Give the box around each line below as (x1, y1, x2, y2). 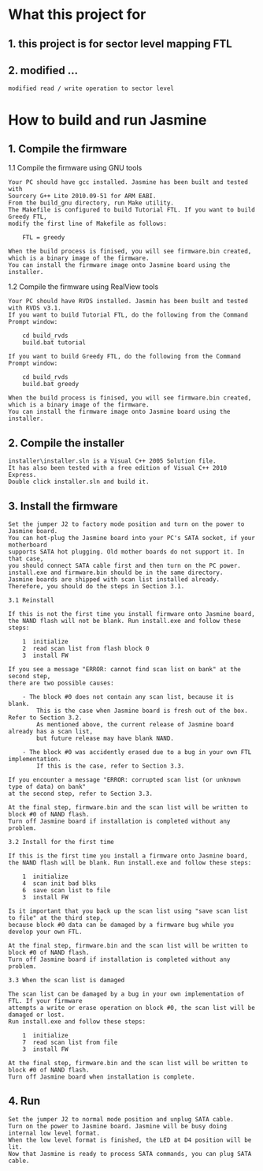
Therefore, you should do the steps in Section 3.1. (8, 583, 185, 591)
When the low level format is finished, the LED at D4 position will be (8, 1135, 252, 1144)
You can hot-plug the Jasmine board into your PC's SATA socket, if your (8, 535, 256, 542)
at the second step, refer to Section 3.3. (8, 790, 154, 798)
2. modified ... (8, 63, 79, 77)
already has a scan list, (8, 728, 93, 736)
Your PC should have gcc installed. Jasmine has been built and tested (8, 178, 248, 186)
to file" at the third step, (8, 914, 104, 922)
